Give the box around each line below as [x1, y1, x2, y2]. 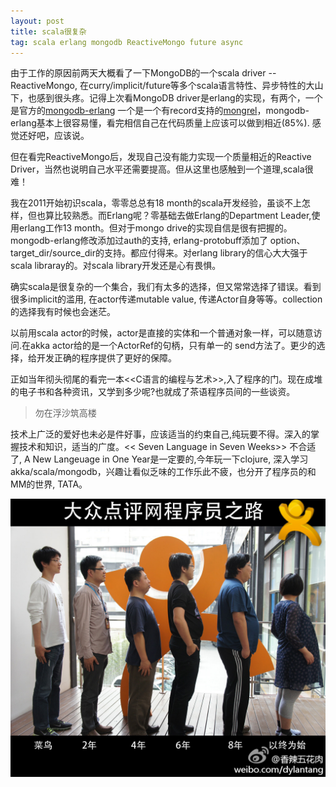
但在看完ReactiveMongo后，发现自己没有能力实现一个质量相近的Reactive [10, 151, 312, 163]
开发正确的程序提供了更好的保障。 [36, 352, 177, 364]
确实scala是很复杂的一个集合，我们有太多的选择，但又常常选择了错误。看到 [10, 281, 322, 293]
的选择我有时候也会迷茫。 [10, 306, 116, 318]
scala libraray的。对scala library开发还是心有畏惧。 [10, 260, 222, 272]
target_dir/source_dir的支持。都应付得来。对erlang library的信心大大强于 [10, 247, 308, 259]
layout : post [10, 16, 65, 26]
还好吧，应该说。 [18, 130, 90, 142]
